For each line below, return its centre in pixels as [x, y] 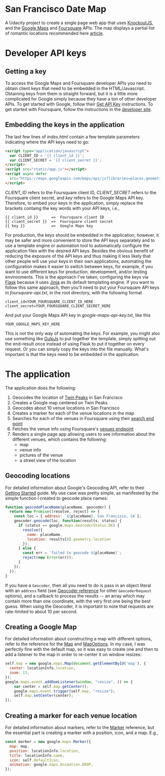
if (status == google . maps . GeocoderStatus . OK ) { [69, 526]
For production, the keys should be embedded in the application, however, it [82, 235]
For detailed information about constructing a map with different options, [79, 639]
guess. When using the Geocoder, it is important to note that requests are [79, 606]
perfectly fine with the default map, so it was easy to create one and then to [82, 649]
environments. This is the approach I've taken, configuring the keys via [77, 277]
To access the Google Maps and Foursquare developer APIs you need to [79, 83]
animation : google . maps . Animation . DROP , [51, 765]
